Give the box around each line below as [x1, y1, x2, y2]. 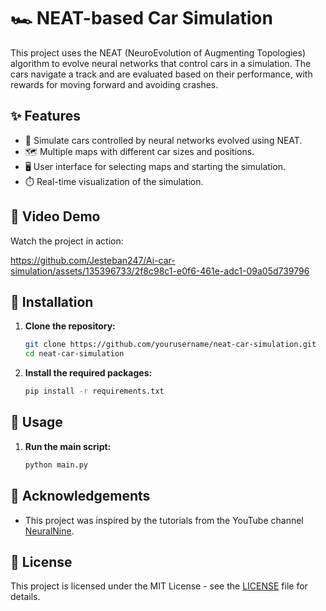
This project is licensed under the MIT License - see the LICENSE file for [10, 580, 308, 592]
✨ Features [10, 108, 81, 125]
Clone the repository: [24, 320, 116, 332]
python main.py [24, 460, 89, 470]
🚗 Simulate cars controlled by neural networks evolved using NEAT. [24, 134, 303, 146]
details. [10, 591, 41, 603]
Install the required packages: [24, 367, 153, 379]
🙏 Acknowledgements [10, 488, 151, 505]
